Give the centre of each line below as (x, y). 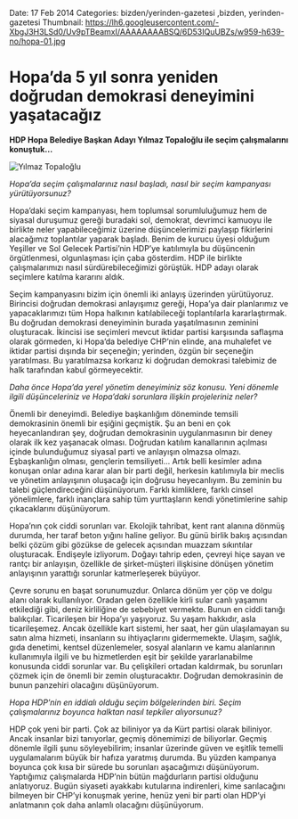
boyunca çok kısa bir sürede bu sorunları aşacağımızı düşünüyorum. (134, 766)
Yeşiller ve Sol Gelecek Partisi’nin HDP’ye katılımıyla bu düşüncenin (132, 248)
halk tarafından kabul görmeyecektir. (77, 370)
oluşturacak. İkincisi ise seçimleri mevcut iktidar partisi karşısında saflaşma (146, 332)
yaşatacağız (56, 115)
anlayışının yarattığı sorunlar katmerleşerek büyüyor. (105, 573)
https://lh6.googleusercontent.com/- (152, 22)
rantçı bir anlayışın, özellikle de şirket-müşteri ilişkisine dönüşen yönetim (141, 563)
